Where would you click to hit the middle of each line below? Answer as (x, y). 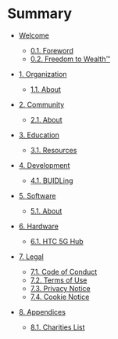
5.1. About (46, 211)
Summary (39, 14)
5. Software (37, 195)
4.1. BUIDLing (52, 180)
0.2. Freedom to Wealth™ (70, 59)
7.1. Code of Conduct (64, 272)
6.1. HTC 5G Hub (57, 241)
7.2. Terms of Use (59, 280)
